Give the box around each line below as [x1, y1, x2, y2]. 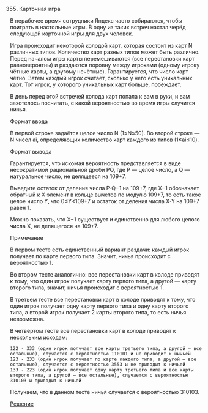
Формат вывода [10, 148, 52, 155]
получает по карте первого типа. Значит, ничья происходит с [10, 253, 171, 259]
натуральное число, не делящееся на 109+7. [10, 173, 127, 180]
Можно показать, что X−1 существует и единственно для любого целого [10, 216, 201, 223]
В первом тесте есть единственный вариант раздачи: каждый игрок [10, 246, 190, 253]
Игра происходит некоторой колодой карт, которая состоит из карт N [10, 42, 193, 49]
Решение [10, 400, 34, 407]
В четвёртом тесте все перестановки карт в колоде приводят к [10, 327, 176, 334]
